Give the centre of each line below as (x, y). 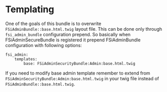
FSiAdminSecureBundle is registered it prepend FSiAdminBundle (73, 40)
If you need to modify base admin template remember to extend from (78, 73)
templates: (26, 59)
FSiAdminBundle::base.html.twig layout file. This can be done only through (84, 29)
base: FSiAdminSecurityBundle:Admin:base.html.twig (80, 63)
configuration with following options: (44, 45)
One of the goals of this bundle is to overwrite (53, 24)
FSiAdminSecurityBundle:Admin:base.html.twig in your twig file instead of (82, 78)
